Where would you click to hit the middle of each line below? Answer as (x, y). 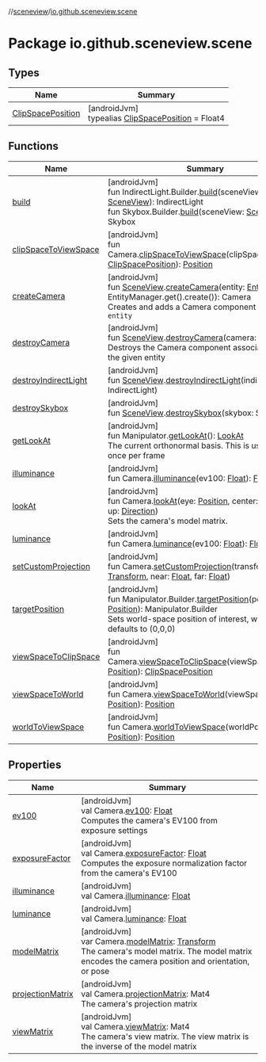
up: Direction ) (133, 510)
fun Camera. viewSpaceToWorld (167, 694)
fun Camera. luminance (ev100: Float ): (178, 544)
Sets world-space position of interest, (179, 619)
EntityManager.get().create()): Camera (180, 296)
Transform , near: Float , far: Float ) (169, 576)
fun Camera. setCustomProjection (170, 566)
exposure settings (114, 830)
